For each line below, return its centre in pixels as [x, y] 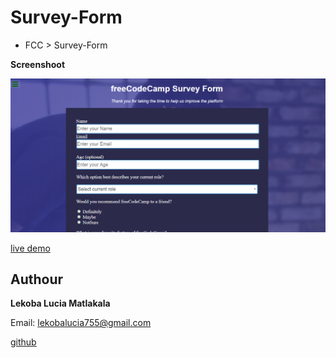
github [23, 342]
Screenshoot [38, 64]
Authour [37, 279]
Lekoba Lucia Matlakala [60, 303]
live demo [30, 248]
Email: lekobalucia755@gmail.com [81, 323]
